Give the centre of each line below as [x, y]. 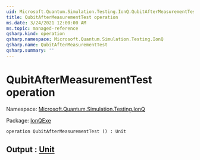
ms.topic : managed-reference [42, 28]
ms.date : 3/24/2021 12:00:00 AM [46, 23]
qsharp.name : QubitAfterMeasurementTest [57, 45]
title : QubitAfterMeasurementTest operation [62, 17]
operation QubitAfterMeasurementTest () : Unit [66, 131]
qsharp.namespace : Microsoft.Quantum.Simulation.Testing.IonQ [85, 39]
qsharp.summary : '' [30, 51]
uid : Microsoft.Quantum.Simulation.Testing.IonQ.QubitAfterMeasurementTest [102, 12]
